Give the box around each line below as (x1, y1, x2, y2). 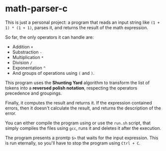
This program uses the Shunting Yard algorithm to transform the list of (5, 80, 150, 86)
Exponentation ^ (12, 65, 46, 71)
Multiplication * (12, 54, 44, 60)
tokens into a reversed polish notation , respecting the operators (5, 85, 138, 91)
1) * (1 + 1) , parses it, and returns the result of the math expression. (5, 24, 148, 30)
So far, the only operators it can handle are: (5, 34, 94, 40)
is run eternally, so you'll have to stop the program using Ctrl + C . (5, 140, 141, 146)
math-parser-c (5, 3, 68, 14)
